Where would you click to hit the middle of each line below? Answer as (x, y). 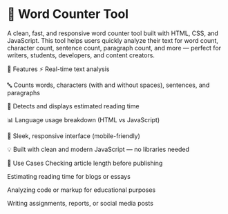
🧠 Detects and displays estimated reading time (73, 106)
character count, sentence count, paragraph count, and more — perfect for (114, 48)
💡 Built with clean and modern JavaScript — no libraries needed (98, 149)
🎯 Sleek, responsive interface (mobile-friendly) (74, 136)
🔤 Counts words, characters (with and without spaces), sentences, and (108, 85)
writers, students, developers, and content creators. (81, 55)
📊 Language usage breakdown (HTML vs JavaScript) (84, 119)
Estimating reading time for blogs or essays (69, 176)
